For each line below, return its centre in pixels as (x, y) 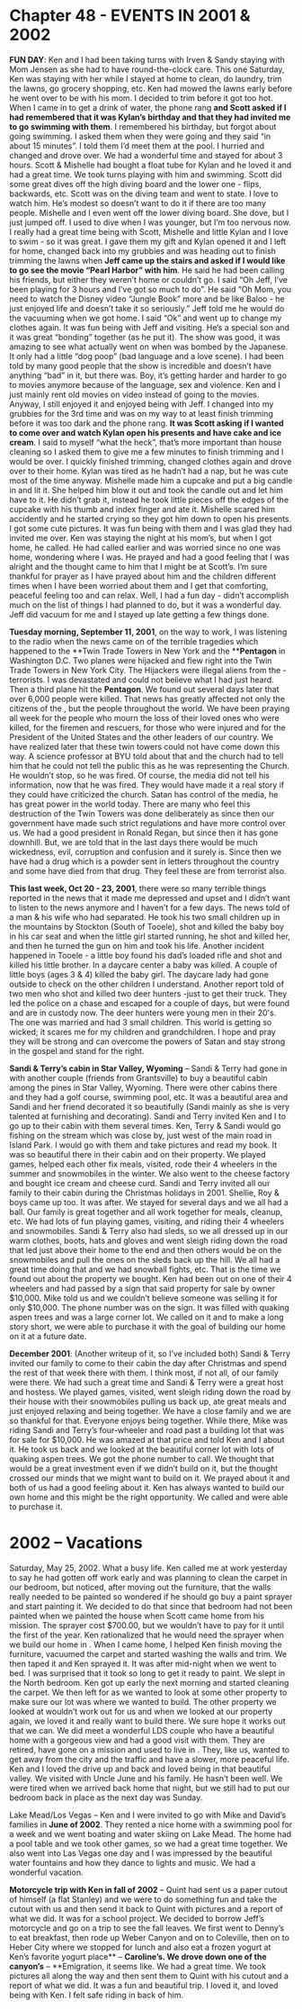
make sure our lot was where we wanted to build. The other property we (143, 1701)
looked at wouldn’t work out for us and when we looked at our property (141, 1711)
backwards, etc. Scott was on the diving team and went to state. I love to (144, 194)
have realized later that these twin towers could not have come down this (145, 746)
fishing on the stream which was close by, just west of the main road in (141, 1135)
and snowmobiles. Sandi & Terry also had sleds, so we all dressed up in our (149, 1230)
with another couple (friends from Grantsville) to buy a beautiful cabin (138, 1077)
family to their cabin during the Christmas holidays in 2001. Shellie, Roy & (145, 1193)
